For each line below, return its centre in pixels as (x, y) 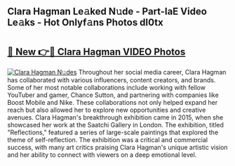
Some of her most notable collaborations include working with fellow (106, 88)
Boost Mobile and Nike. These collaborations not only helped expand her (113, 102)
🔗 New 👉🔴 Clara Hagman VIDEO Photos (96, 52)
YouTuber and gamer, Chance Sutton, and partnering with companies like (113, 95)
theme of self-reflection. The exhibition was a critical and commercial (108, 140)
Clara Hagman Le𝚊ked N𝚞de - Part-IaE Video (107, 12)
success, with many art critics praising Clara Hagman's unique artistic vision (117, 147)
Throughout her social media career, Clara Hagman (152, 72)
